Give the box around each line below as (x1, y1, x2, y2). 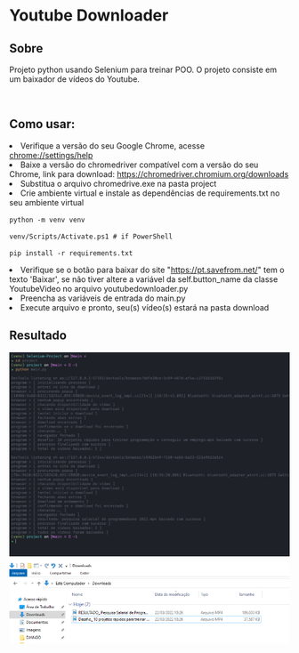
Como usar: (9, 117, 76, 132)
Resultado (9, 328, 67, 343)
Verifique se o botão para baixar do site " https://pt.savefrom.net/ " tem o (20, 264, 285, 275)
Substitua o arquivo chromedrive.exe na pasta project (20, 178, 217, 189)
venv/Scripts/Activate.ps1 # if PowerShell (9, 232, 174, 241)
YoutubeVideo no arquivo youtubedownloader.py (9, 283, 189, 294)
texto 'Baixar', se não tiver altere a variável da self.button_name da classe (9, 273, 279, 285)
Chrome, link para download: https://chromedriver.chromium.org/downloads (9, 168, 289, 179)
